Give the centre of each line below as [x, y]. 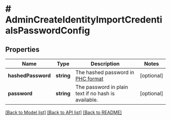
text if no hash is [95, 93]
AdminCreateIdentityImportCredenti [84, 20]
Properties [22, 49]
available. [87, 100]
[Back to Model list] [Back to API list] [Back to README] [64, 112]
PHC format [90, 79]
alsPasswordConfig [48, 31]
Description [105, 64]
